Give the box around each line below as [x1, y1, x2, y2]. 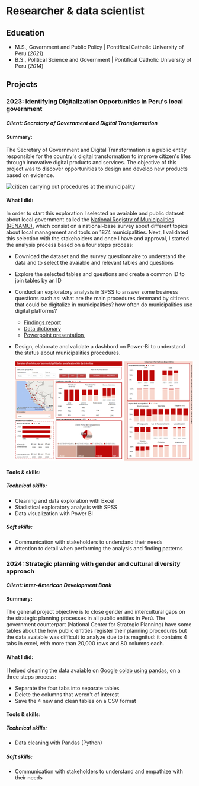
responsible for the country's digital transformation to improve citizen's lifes [6, 153, 191, 160]
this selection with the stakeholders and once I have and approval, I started [6, 235, 190, 242]
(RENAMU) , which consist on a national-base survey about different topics [6, 223, 188, 230]
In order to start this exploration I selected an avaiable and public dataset [6, 210, 184, 217]
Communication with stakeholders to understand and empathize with [14, 768, 184, 775]
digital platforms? [14, 308, 57, 315]
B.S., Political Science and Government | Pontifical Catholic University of [14, 56, 192, 63]
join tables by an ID [14, 277, 62, 284]
